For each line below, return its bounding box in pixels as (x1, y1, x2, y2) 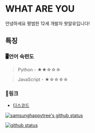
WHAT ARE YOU (5, 3, 75, 15)
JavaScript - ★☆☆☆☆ (17, 76, 69, 82)
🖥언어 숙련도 (5, 53, 34, 60)
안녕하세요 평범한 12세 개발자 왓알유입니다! (5, 20, 90, 26)
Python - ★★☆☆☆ (17, 66, 61, 72)
